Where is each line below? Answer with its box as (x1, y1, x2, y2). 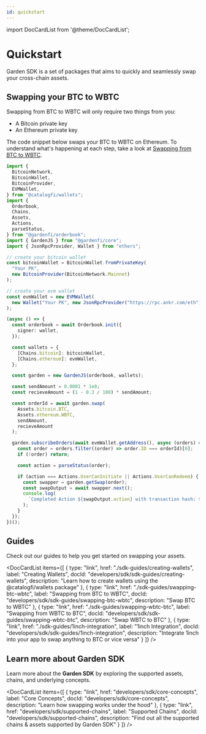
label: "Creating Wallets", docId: (6, 571, 87, 578)
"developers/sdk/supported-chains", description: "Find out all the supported (6, 714, 199, 722)
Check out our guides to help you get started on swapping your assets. (6, 552, 186, 560)
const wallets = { (12, 344, 59, 350)
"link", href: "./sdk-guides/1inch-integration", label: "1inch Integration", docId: (6, 623, 200, 630)
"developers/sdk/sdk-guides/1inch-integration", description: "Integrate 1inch (6, 629, 199, 637)
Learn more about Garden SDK (6, 654, 125, 664)
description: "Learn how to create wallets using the (29, 577, 158, 584)
